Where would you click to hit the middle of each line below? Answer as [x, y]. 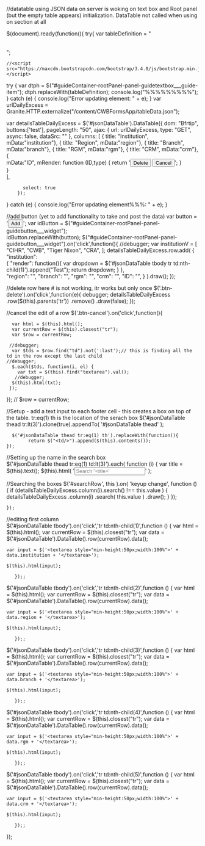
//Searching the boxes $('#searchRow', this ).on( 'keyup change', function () [102, 484]
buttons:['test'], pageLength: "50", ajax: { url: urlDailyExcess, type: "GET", [99, 130]
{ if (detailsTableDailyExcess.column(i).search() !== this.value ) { [87, 490]
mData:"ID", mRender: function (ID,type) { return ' [68, 162]
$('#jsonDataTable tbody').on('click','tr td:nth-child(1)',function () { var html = [103, 526]
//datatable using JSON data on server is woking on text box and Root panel [102, 9]
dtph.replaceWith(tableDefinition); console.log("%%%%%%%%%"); [111, 92]
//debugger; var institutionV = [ [158, 244]
